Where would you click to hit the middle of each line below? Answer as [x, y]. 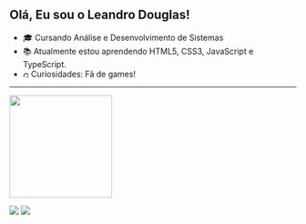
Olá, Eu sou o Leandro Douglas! [100, 15]
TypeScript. [44, 64]
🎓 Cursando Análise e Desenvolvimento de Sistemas [123, 37]
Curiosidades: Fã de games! [83, 74]
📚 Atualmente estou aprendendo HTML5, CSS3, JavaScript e [138, 51]
